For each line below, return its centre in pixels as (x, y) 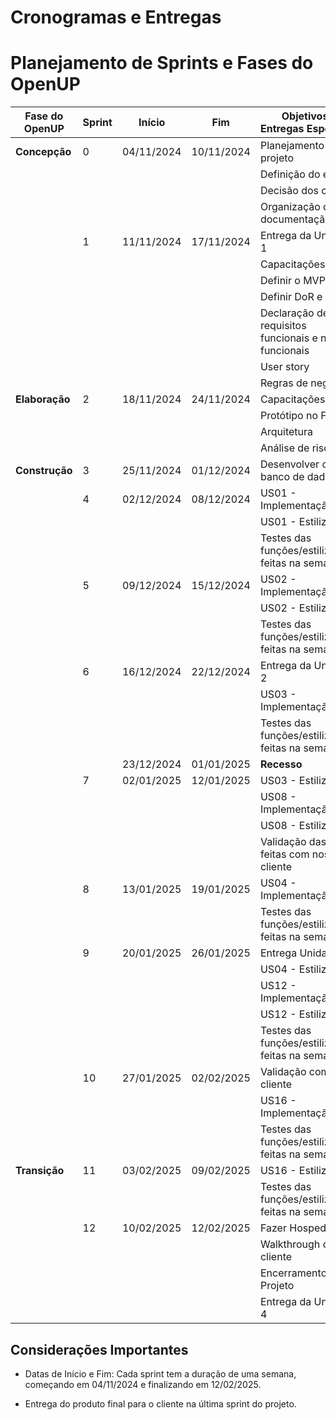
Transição (40, 1171)
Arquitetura (286, 432)
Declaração (287, 313)
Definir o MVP (292, 281)
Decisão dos (289, 191)
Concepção (43, 152)
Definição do (290, 174)
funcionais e (288, 338)
